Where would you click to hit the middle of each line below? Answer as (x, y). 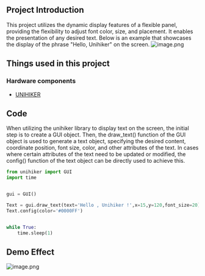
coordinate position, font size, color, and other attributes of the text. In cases (103, 148)
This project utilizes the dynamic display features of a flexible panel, (92, 24)
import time (21, 178)
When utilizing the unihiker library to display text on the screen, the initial (98, 129)
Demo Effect (31, 252)
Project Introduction (45, 10)
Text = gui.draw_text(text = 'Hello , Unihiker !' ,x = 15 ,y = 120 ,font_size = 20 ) (103, 205)
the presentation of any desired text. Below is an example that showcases (99, 38)
